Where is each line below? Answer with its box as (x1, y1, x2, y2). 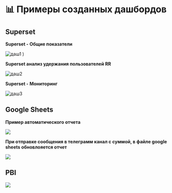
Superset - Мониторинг (5, 81, 58, 87)
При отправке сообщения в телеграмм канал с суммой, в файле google (5, 138, 167, 144)
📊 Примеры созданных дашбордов (5, 4, 167, 15)
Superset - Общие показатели (5, 41, 73, 47)
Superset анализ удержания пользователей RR (5, 61, 111, 67)
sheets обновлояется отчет (5, 144, 67, 150)
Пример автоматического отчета (5, 119, 81, 125)
